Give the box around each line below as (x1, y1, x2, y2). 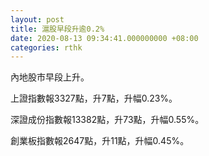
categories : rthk (10, 42, 83, 53)
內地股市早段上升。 (10, 71, 90, 83)
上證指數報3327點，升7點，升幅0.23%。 (10, 92, 178, 105)
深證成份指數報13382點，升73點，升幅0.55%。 (10, 114, 205, 126)
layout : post (10, 14, 65, 25)
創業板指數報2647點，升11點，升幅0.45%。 (10, 135, 190, 147)
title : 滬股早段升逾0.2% (10, 24, 105, 34)
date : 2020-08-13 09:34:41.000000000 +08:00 (10, 33, 199, 43)
